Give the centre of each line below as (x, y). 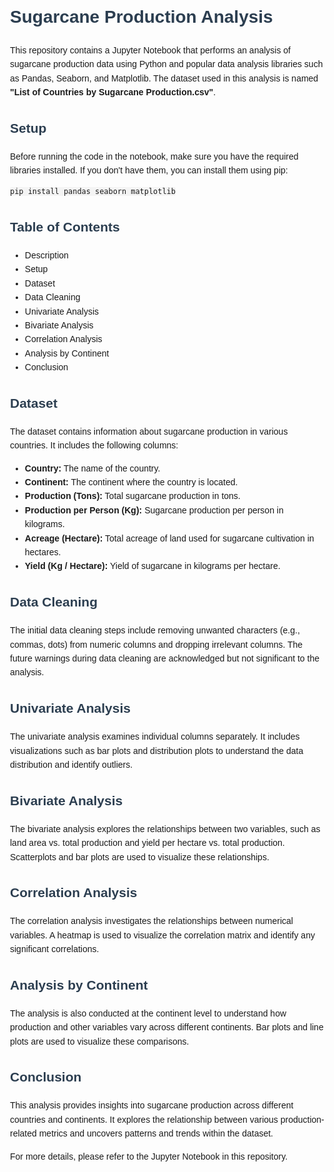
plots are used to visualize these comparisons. (100, 1041)
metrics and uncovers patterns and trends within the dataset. (156, 1133)
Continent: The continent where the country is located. (131, 482)
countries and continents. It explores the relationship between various (144, 1119)
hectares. (43, 552)
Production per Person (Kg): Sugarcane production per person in (154, 510)
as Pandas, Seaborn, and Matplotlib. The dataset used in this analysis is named (164, 78)
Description (46, 255)
